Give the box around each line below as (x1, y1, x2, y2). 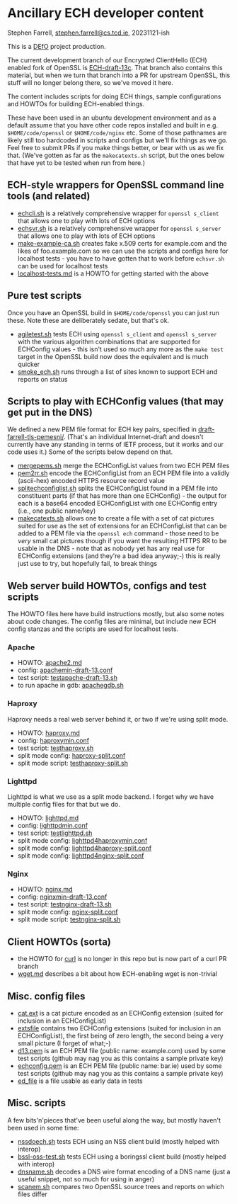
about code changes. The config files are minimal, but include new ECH (7, 618, 216, 626)
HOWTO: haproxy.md (17, 728, 80, 737)
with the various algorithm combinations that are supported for (17, 337, 201, 346)
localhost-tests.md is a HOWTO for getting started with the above (17, 269, 209, 278)
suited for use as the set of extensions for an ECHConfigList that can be (17, 522, 228, 530)
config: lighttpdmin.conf (17, 822, 88, 830)
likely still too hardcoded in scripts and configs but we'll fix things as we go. (7, 136, 228, 144)
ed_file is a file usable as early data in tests (17, 1077, 143, 1085)
